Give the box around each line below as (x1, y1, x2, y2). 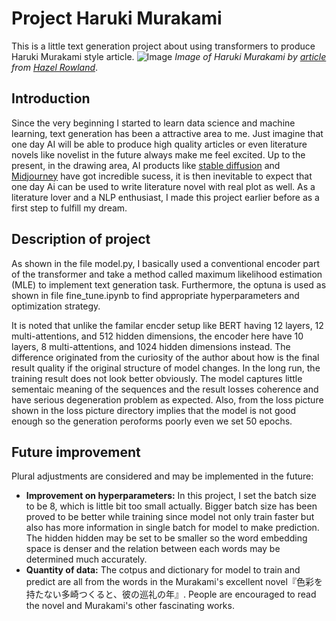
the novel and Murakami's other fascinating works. (25, 600, 235, 612)
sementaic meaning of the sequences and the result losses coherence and (11, 383, 319, 395)
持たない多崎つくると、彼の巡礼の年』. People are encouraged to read (25, 588, 317, 601)
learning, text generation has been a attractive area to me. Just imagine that (11, 127, 324, 139)
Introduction (11, 90, 91, 107)
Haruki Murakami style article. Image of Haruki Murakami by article (11, 50, 327, 62)
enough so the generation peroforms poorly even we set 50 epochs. (11, 415, 293, 427)
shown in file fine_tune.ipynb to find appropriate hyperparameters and (11, 289, 300, 301)
